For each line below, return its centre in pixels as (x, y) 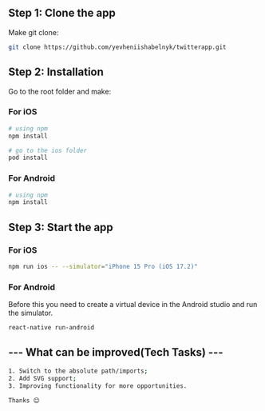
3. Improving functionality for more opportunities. (98, 386)
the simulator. (31, 313)
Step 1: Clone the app (62, 13)
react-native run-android (51, 328)
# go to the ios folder (48, 150)
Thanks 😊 (24, 400)
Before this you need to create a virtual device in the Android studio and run (133, 305)
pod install (28, 158)
